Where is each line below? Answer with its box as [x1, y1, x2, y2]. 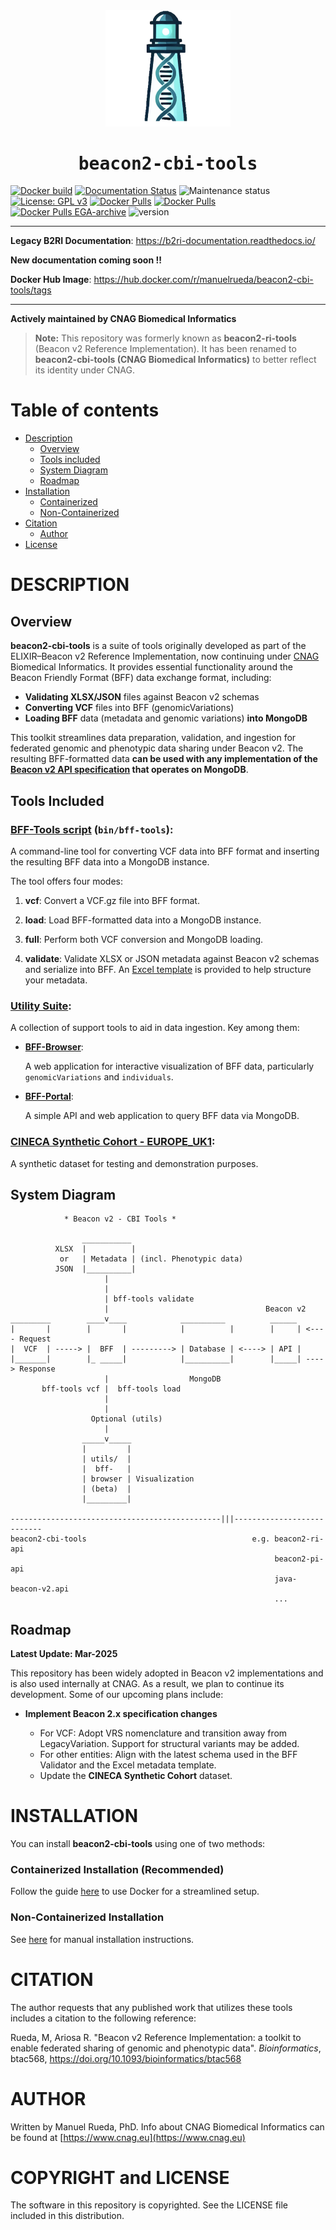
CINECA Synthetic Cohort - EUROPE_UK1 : [10, 1135, 216, 1149]
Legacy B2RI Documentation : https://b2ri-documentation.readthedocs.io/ [10, 235, 316, 247]
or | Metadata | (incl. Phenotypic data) [59, 1254, 244, 1264]
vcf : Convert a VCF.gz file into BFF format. [24, 894, 200, 906]
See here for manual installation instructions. [10, 1933, 195, 1945]
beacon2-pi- [274, 1554, 325, 1564]
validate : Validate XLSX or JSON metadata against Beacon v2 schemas [24, 952, 320, 964]
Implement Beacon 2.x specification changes [24, 1708, 218, 1720]
